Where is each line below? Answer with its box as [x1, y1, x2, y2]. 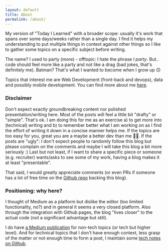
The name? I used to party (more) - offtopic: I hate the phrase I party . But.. [5, 56, 159, 62]
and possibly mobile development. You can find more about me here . [5, 82, 148, 88]
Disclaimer [5, 95, 32, 102]
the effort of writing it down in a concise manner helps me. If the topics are [5, 127, 159, 133]
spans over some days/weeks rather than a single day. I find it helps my [5, 36, 153, 42]
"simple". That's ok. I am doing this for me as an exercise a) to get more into [5, 117, 162, 123]
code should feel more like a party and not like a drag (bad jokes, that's [5, 61, 152, 68]
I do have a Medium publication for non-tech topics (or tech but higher [5, 224, 151, 230]
